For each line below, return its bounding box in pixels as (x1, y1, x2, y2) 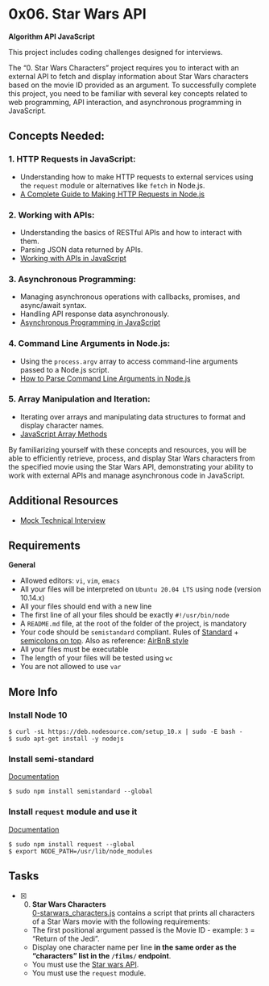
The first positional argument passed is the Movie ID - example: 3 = (31, 925, 255, 934)
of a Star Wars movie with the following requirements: (31, 916, 211, 926)
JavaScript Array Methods (19, 429, 107, 439)
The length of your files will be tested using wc (19, 653, 173, 663)
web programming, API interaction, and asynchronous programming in (8, 97, 242, 107)
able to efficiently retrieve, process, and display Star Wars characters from (8, 453, 255, 463)
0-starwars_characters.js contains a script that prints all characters (31, 908, 255, 917)
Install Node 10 (8, 709, 68, 720)
